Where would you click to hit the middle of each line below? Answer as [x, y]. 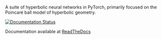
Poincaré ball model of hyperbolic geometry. [51, 12]
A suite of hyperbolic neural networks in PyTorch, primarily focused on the [81, 7]
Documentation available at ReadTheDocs [48, 31]
